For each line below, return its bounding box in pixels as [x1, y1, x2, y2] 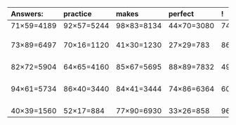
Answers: [11, 9, 44, 18]
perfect [168, 9, 195, 18]
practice [63, 9, 92, 18]
